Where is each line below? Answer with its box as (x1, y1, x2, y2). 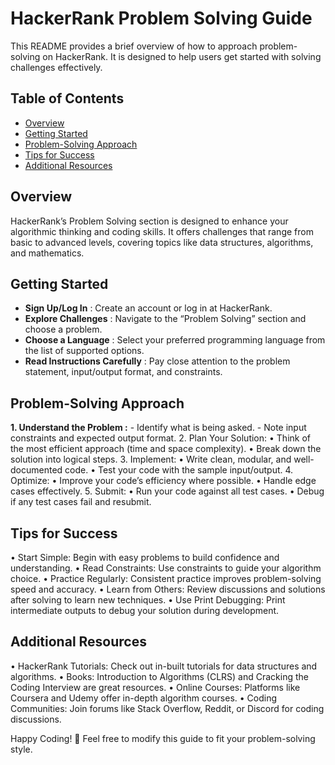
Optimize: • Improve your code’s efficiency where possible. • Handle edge (10, 475, 317, 487)
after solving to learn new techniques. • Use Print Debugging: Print (10, 594, 286, 606)
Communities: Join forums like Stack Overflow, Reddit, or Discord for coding (10, 702, 325, 714)
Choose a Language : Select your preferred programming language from (24, 334, 326, 346)
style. (10, 743, 33, 755)
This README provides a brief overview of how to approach (10, 40, 258, 52)
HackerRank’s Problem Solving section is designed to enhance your (10, 215, 289, 227)
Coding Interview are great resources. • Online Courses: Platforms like (10, 681, 301, 693)
